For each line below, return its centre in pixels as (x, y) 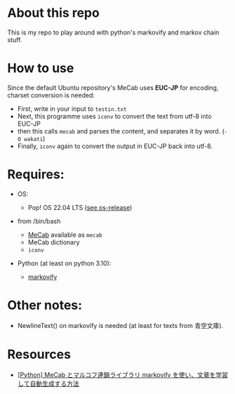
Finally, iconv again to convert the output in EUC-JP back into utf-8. (115, 146)
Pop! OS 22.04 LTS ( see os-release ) (80, 207)
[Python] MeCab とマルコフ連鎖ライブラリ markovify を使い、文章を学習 (122, 374)
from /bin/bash (39, 221)
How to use (41, 68)
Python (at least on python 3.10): (64, 263)
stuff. (15, 39)
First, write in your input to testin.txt (72, 109)
